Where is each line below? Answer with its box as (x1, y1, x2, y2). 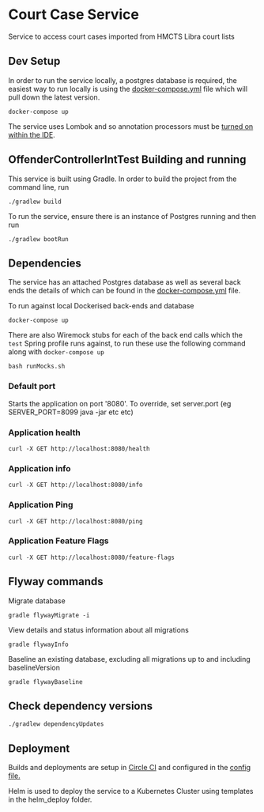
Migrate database (8, 595, 66, 606)
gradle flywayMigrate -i (8, 611, 90, 619)
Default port (8, 381, 56, 392)
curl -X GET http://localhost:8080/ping (8, 517, 144, 525)
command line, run (8, 182, 70, 191)
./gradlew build (8, 198, 62, 206)
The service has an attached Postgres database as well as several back (8, 278, 241, 287)
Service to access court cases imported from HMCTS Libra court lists (8, 32, 235, 41)
